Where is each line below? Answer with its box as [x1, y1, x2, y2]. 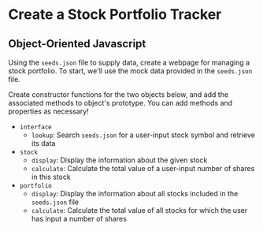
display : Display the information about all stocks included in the [31, 189, 239, 198]
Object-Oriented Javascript [8, 37, 146, 50]
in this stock [31, 172, 71, 181]
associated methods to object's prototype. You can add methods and [8, 99, 233, 107]
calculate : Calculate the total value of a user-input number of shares [31, 164, 255, 173]
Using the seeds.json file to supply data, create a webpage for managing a [8, 58, 250, 67]
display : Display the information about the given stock [31, 155, 208, 165]
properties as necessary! [8, 106, 89, 116]
